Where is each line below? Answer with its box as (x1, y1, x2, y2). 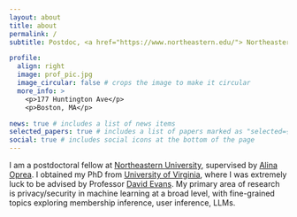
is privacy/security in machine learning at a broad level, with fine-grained (9, 188, 276, 198)
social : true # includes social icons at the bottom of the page (9, 136, 255, 144)
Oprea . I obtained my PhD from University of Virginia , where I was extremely (9, 169, 287, 180)
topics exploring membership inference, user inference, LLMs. (9, 198, 236, 208)
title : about (9, 21, 57, 30)
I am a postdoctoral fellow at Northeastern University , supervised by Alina (9, 160, 278, 170)
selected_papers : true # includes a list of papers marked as (9, 128, 243, 136)
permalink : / (9, 29, 57, 38)
